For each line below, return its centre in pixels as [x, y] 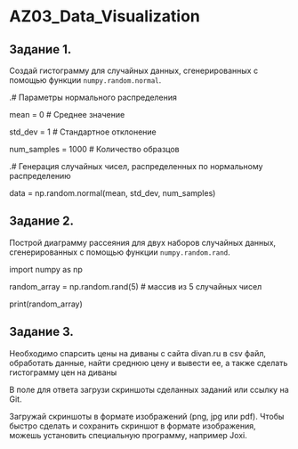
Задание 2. [41, 221]
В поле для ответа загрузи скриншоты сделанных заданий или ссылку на [149, 389]
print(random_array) [46, 304]
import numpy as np [46, 269]
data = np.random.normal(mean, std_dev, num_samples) [113, 193]
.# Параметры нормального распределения [93, 97]
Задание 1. [40, 49]
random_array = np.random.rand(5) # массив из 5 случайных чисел [136, 286]
